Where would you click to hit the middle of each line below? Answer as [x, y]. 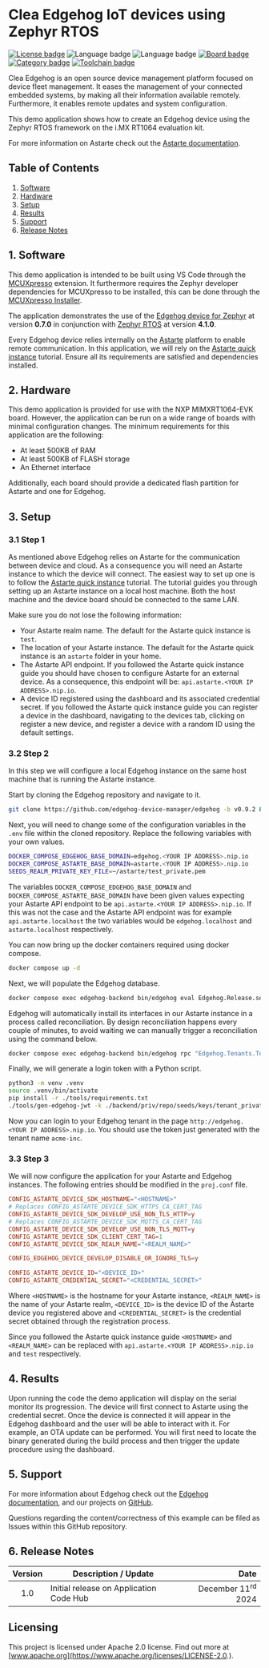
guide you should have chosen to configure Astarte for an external [129, 673]
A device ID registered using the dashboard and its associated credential [140, 699]
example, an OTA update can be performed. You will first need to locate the [132, 1432]
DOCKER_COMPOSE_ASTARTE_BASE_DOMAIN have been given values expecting [126, 895]
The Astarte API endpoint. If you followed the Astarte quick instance [132, 665]
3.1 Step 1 [27, 540]
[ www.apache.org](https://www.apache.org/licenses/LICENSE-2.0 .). [121, 1655]
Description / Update [113, 1574]
